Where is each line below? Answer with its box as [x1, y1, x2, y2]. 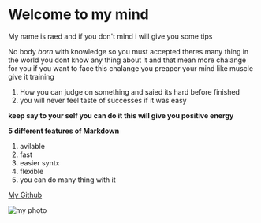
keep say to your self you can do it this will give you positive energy [8, 110, 234, 120]
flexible [19, 166, 44, 176]
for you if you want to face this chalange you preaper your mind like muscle [8, 63, 254, 72]
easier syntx [19, 158, 60, 167]
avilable [19, 141, 46, 151]
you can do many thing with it [19, 175, 116, 184]
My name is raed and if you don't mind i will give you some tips [8, 32, 213, 41]
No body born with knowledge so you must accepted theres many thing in [8, 46, 249, 56]
